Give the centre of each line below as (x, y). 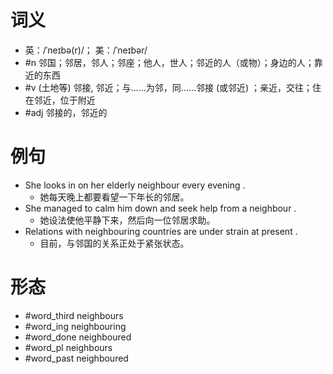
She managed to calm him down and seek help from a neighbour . (160, 208)
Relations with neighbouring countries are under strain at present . (161, 231)
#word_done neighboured (78, 337)
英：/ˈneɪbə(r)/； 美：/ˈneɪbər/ (86, 50)
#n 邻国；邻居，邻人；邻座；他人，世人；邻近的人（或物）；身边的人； (169, 62)
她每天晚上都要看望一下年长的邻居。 (114, 197)
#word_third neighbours (74, 315)
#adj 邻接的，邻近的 (66, 112)
